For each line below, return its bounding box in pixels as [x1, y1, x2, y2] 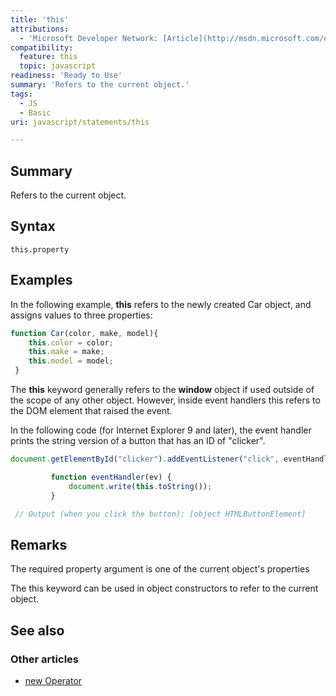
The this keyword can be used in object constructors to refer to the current [10, 582, 319, 595]
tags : [10, 89, 33, 99]
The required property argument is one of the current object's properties [10, 563, 310, 575]
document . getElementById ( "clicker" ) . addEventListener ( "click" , [10, 454, 280, 465]
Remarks [10, 536, 68, 553]
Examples [10, 272, 73, 289]
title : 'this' [10, 14, 70, 25]
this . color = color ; [28, 337, 114, 348]
